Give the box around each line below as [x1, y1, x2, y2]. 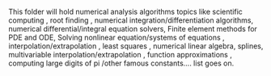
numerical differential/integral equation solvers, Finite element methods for [8, 24, 257, 33]
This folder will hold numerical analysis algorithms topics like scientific [8, 7, 243, 16]
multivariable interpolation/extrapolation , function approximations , [8, 50, 232, 59]
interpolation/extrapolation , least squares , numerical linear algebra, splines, [8, 41, 264, 51]
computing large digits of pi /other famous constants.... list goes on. [8, 58, 235, 68]
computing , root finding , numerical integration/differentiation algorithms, [8, 15, 253, 25]
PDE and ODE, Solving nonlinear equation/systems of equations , [8, 32, 225, 42]
